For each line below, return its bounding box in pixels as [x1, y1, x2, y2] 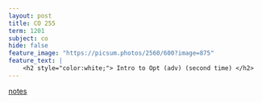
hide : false [8, 42, 48, 50]
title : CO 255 [8, 19, 56, 27]
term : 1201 [8, 27, 45, 35]
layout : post [8, 11, 52, 20]
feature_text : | [8, 57, 63, 65]
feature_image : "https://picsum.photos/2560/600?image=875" [8, 49, 215, 57]
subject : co [8, 34, 48, 43]
